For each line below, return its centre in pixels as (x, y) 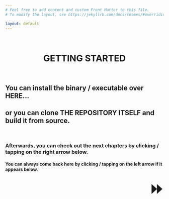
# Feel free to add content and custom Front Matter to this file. (77, 10)
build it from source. (38, 121)
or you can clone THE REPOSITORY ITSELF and (80, 113)
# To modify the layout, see (36, 15)
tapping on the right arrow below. (47, 152)
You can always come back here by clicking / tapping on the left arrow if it (84, 164)
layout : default (22, 24)
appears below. (22, 169)
